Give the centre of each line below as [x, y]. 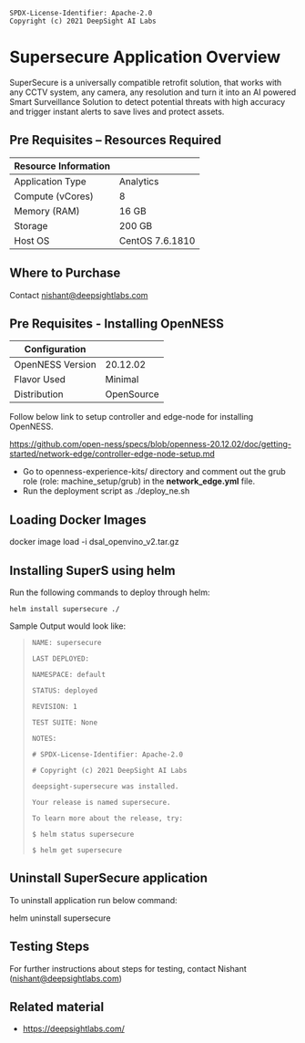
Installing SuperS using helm [92, 570]
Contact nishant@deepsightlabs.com [79, 295]
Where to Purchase [65, 273]
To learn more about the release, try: [107, 819]
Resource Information [62, 166]
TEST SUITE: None [65, 723]
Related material [57, 1007]
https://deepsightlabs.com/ [73, 1029]
